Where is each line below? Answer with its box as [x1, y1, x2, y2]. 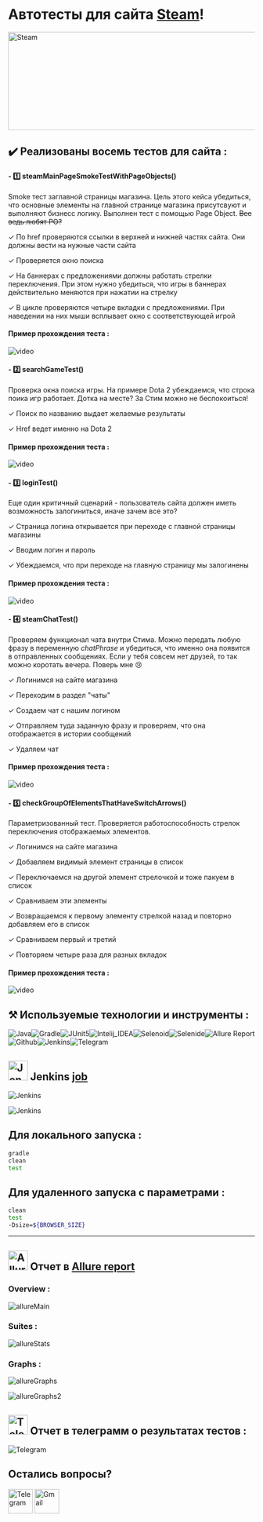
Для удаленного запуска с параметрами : [8, 1185, 225, 1199]
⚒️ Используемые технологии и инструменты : [8, 1008, 249, 1021]
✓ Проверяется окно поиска [8, 255, 104, 265]
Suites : [8, 1321, 38, 1332]
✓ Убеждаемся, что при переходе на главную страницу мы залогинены [8, 560, 249, 570]
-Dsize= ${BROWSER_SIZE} [8, 1221, 86, 1229]
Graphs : [8, 1358, 41, 1369]
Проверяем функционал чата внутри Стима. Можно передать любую [8, 634, 241, 644]
